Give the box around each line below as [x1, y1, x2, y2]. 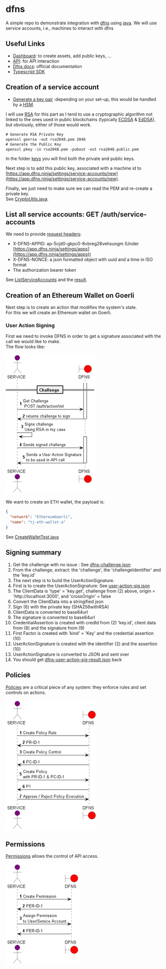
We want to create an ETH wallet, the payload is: [5, 499, 105, 505]
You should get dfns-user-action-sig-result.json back [12, 657, 122, 663]
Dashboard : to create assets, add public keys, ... [12, 53, 111, 59]
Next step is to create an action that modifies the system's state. [5, 304, 137, 310]
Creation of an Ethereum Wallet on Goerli [5, 291, 134, 299]
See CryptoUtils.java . [5, 196, 49, 202]
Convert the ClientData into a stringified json [12, 598, 104, 604]
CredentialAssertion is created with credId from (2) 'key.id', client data [12, 619, 156, 625]
